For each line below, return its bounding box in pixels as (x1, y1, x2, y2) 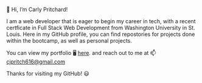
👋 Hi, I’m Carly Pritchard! (6, 6, 68, 13)
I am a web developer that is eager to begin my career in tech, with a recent (6, 18, 196, 24)
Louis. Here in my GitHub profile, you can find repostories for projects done (6, 31, 195, 38)
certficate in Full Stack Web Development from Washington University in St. (6, 24, 196, 31)
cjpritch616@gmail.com (6, 58, 66, 65)
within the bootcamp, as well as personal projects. (6, 37, 133, 44)
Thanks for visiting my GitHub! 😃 (6, 70, 89, 77)
